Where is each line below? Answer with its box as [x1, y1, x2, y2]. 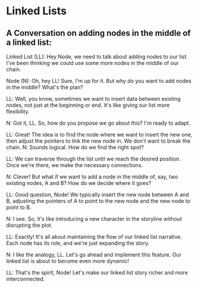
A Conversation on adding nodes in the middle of [6, 28, 191, 38]
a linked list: [6, 37, 52, 47]
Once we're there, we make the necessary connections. [6, 162, 143, 168]
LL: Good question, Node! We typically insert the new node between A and [6, 191, 189, 198]
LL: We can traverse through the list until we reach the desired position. [6, 155, 181, 162]
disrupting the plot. [6, 222, 53, 229]
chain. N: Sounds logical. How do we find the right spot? [6, 144, 144, 150]
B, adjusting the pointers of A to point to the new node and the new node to [6, 197, 191, 204]
